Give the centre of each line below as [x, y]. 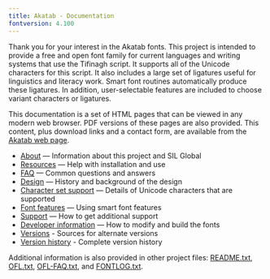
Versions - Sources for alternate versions [89, 233]
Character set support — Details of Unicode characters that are [126, 190]
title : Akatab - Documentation [61, 16]
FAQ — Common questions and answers [88, 173]
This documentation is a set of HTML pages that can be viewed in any [126, 114]
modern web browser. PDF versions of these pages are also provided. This [134, 122]
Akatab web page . [39, 139]
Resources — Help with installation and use [93, 164]
